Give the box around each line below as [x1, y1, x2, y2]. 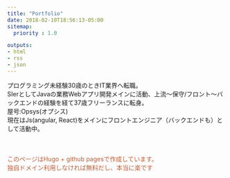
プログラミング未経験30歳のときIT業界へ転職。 [7, 81, 142, 89]
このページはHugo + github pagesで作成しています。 [7, 154, 158, 163]
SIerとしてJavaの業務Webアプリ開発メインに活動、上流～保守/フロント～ [7, 89, 217, 98]
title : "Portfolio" [7, 10, 64, 17]
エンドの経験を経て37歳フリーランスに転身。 [19, 98, 148, 107]
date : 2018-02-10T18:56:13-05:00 [7, 17, 104, 24]
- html [7, 48, 26, 55]
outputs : [7, 42, 33, 49]
